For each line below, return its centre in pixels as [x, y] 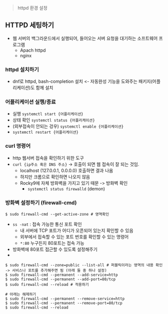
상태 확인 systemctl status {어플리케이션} [54, 120]
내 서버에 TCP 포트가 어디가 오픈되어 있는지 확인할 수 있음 [77, 230]
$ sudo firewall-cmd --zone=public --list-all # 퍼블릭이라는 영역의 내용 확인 [84, 265]
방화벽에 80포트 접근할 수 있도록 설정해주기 [55, 249]
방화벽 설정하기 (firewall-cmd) [41, 202]
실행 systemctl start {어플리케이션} [48, 114]
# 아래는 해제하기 [21, 294]
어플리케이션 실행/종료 [31, 102]
